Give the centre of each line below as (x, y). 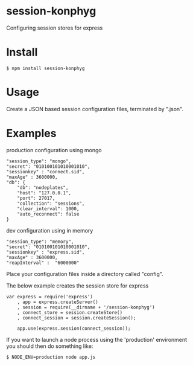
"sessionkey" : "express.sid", (46, 252)
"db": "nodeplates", (43, 188)
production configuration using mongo (54, 150)
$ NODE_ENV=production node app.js (51, 357)
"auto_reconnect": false (48, 214)
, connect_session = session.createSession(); (77, 318)
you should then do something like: (50, 346)
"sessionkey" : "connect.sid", (46, 172)
